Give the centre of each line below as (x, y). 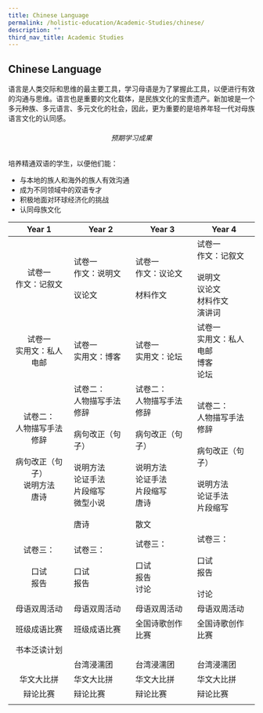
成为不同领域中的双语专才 (61, 190)
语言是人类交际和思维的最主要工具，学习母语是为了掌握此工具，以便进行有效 (131, 89)
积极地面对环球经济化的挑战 (64, 200)
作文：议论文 (159, 274)
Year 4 (224, 230)
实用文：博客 (97, 357)
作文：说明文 (97, 274)
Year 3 (162, 230)
